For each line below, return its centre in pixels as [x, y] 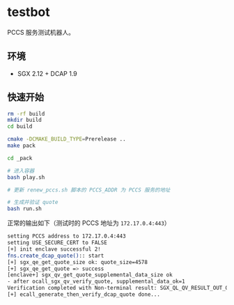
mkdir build [24, 120]
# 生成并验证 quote [33, 203]
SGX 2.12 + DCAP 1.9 [47, 73]
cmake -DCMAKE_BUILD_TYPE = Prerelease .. [67, 139]
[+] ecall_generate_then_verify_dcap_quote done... [84, 295]
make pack [22, 146]
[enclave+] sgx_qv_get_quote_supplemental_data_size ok [90, 275]
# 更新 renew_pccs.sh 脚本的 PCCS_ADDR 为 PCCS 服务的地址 [89, 190]
